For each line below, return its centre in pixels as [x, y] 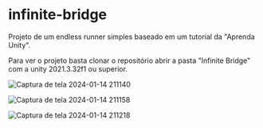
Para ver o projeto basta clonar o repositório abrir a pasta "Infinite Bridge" [130, 60]
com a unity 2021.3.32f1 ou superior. [68, 68]
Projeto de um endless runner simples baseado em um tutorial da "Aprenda [131, 37]
